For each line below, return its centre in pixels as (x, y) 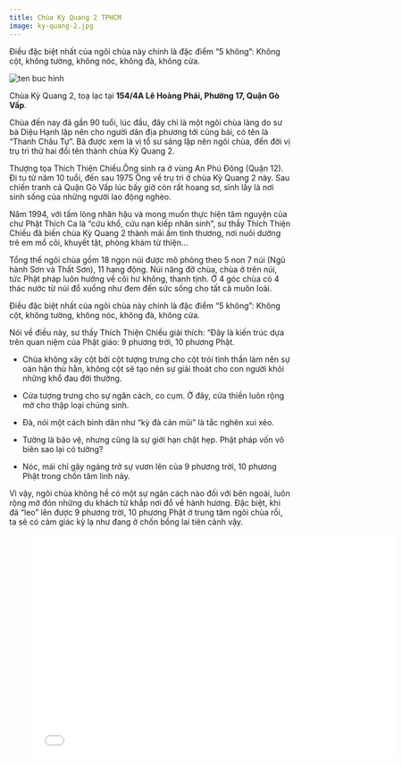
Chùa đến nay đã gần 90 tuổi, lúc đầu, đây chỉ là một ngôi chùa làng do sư (146, 122)
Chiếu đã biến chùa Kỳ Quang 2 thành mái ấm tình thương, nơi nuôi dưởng (145, 232)
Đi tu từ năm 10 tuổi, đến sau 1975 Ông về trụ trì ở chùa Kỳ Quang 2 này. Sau (150, 177)
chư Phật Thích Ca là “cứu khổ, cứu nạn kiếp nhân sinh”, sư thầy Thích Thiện (150, 223)
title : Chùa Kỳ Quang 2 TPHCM (66, 17)
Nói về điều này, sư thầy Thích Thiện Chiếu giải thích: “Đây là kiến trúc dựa (147, 332)
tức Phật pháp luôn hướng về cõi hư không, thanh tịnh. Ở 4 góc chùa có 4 (144, 279)
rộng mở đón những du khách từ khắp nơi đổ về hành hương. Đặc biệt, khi (145, 502)
